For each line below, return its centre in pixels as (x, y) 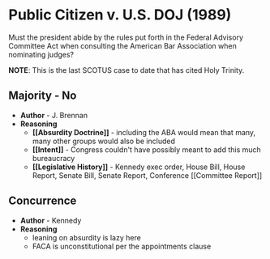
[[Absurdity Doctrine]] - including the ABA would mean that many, (144, 132)
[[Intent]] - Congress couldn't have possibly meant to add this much (146, 149)
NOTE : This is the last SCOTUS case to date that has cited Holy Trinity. (126, 70)
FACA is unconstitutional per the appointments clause (122, 246)
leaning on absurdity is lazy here (87, 237)
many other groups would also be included (104, 141)
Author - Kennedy (51, 220)
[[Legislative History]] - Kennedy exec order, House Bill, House (139, 167)
